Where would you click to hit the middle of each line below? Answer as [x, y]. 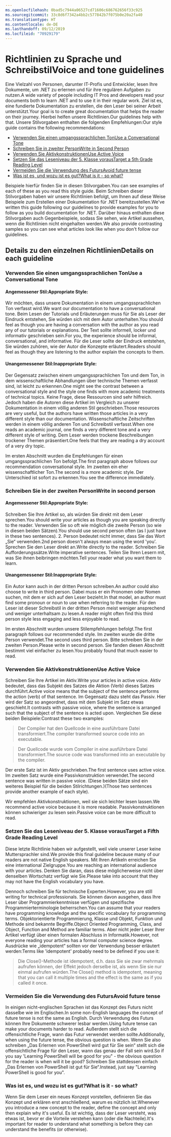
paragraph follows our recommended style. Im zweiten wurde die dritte [80, 634]
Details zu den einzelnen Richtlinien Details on [80, 250]
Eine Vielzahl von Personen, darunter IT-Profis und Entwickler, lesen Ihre [82, 84]
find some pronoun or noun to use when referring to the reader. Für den [81, 602]
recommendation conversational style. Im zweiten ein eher [67, 467]
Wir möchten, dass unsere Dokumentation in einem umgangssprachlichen [83, 303]
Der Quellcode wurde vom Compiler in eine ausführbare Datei [83, 749]
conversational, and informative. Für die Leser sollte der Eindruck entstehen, [86, 341]
